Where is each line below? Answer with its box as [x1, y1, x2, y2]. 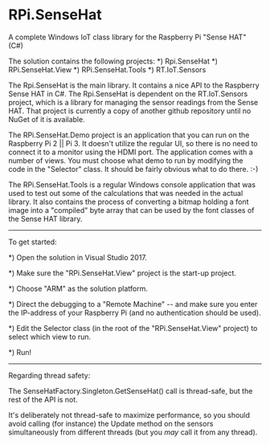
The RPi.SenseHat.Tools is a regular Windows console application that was [8, 179, 256, 190]
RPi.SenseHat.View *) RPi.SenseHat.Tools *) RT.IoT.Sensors [8, 64, 207, 74]
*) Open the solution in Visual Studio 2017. [8, 252, 147, 262]
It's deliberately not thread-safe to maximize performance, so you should [8, 410, 251, 419]
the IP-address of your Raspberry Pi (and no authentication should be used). [8, 308, 261, 317]
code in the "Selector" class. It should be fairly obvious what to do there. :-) [8, 164, 259, 174]
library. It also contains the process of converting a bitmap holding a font [8, 197, 249, 206]
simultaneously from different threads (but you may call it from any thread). [8, 427, 258, 437]
